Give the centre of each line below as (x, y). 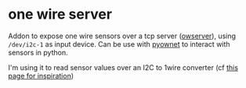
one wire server (60, 14)
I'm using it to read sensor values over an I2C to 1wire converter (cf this (123, 67)
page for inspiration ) (41, 76)
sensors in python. (38, 52)
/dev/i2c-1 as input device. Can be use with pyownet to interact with (119, 44)
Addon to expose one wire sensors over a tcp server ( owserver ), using (122, 36)
